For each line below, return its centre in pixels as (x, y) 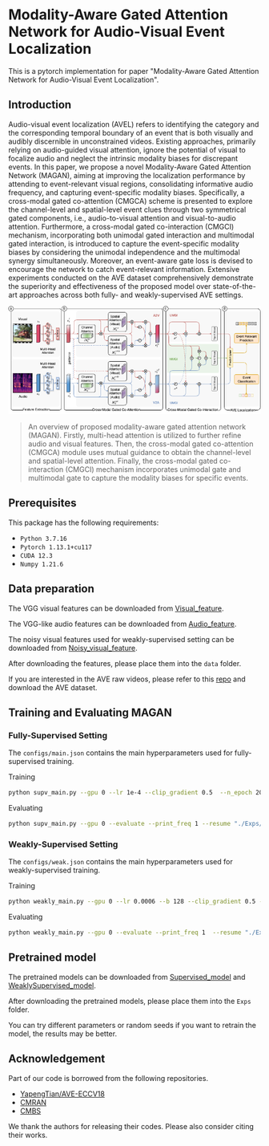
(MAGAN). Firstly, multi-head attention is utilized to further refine (134, 435)
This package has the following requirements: (84, 522)
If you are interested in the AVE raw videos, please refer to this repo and (127, 679)
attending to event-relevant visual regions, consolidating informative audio (131, 184)
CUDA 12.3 (36, 555)
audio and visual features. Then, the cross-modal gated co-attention (141, 444)
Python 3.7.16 (43, 538)
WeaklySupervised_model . (52, 985)
